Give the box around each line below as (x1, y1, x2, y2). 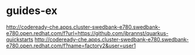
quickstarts (6, 36, 34, 43)
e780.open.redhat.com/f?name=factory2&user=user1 (6, 42, 136, 49)
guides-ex (6, 4, 58, 18)
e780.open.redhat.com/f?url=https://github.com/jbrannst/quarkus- (6, 29, 169, 36)
